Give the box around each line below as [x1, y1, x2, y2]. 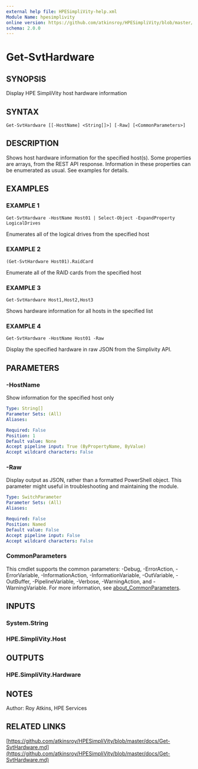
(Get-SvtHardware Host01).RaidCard [6, 258, 94, 265]
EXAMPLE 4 [6, 322, 41, 331]
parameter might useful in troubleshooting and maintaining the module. [6, 483, 179, 490]
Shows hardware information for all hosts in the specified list [6, 308, 153, 315]
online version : [6, 19, 46, 25]
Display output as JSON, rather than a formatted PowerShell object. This [6, 477, 181, 484]
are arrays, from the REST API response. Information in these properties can [6, 160, 191, 167]
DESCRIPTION [6, 138, 59, 148]
